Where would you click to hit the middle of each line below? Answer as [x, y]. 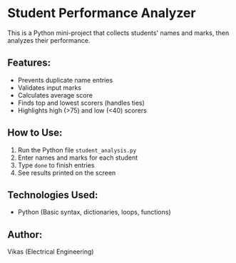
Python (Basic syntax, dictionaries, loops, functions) [94, 212]
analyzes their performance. [49, 40]
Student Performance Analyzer [102, 13]
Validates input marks [50, 88]
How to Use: [35, 133]
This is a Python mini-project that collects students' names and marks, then [118, 33]
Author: [25, 234]
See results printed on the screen [67, 172]
